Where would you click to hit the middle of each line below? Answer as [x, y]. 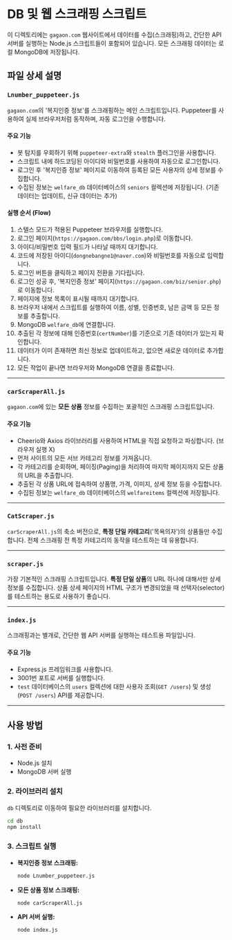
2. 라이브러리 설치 [35, 791]
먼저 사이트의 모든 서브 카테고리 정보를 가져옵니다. [84, 458]
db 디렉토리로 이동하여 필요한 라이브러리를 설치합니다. [79, 808]
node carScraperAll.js [50, 903]
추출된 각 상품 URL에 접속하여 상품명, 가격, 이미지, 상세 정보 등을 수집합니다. [119, 484]
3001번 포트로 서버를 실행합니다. [61, 677]
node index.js [37, 930]
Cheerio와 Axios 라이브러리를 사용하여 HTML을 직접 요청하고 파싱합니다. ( [118, 440]
